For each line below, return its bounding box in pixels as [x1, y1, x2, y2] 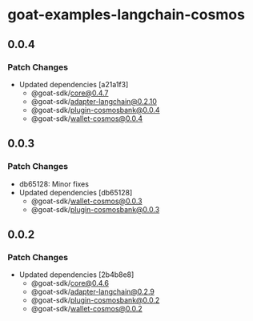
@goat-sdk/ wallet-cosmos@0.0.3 [30, 196, 143, 206]
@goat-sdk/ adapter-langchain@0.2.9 [30, 287, 155, 297]
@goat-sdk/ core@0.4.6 [30, 279, 110, 288]
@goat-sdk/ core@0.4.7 [30, 88, 109, 98]
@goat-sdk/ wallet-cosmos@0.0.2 [30, 304, 143, 314]
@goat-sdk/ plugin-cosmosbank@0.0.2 [30, 295, 160, 305]
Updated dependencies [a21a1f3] [18, 79, 129, 89]
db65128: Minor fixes [18, 179, 90, 189]
